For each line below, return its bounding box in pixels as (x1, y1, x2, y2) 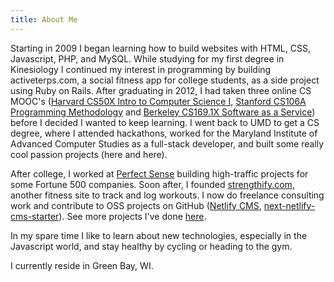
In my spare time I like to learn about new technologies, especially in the (10, 229, 308, 241)
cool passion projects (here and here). (10, 148, 168, 160)
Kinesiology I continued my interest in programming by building (10, 63, 272, 75)
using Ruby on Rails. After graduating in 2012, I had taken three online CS (10, 84, 312, 96)
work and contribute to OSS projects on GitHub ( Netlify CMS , (10, 199, 262, 211)
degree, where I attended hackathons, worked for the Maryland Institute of (10, 127, 318, 139)
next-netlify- (263, 199, 316, 211)
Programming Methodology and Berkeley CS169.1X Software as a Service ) (10, 106, 316, 118)
